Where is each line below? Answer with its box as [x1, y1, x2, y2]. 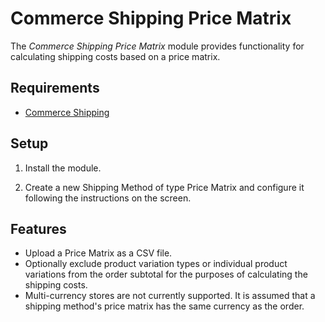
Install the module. [24, 162, 102, 174]
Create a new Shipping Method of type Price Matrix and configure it [24, 181, 305, 193]
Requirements [10, 80, 100, 97]
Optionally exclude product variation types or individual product [24, 258, 288, 270]
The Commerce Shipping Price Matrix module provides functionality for [10, 40, 305, 52]
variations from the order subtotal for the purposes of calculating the [24, 268, 308, 281]
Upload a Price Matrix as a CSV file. [24, 247, 173, 259]
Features [10, 220, 67, 237]
